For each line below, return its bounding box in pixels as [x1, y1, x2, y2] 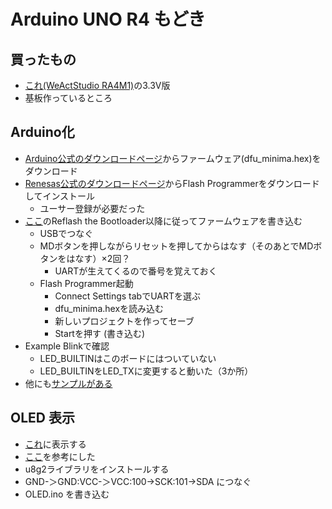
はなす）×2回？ [66, 252, 131, 264]
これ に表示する [24, 438, 87, 450]
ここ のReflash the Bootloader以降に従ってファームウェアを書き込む [24, 215, 303, 227]
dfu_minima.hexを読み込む [54, 302, 165, 314]
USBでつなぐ [39, 227, 94, 239]
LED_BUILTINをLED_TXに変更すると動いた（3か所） [39, 365, 254, 377]
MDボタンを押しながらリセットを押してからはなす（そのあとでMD [39, 240, 314, 252]
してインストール [24, 190, 96, 202]
